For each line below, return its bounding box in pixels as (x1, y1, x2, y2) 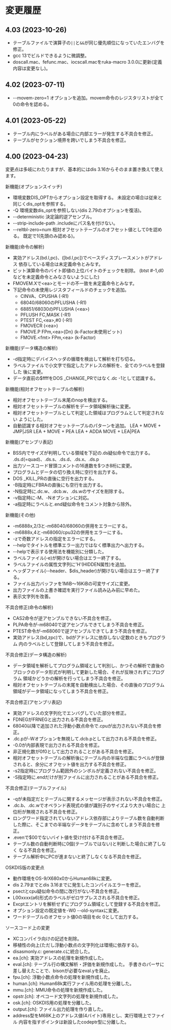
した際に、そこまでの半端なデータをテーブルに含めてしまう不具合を (12, 821, 156, 828)
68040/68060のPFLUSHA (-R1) (20, 299, 87, 306)
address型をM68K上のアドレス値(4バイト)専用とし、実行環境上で (12, 1013, 152, 1019)
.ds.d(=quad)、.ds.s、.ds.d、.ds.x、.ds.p (12, 456, 100, 462)
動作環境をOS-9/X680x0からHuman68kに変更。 (12, 875, 115, 882)
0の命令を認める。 (12, 101, 52, 107)
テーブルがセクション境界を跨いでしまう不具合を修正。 (12, 137, 129, 143)
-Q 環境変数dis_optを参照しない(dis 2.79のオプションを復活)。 (12, 207, 144, 213)
